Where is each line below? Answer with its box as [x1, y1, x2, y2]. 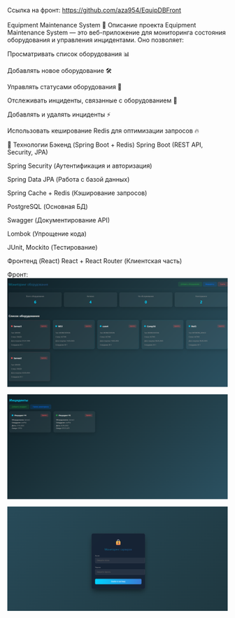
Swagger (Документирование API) [7, 216, 111, 224]
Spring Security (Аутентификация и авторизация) [7, 161, 152, 170]
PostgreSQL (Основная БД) [7, 203, 89, 210]
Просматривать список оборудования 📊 [7, 50, 130, 58]
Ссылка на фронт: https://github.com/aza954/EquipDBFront [7, 6, 182, 14]
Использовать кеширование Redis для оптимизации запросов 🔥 [7, 126, 199, 135]
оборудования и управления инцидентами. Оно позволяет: [7, 36, 184, 44]
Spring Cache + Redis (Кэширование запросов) [7, 189, 148, 197]
